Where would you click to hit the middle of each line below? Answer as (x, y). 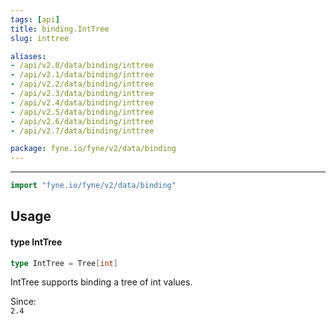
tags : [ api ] (35, 19)
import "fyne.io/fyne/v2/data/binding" (93, 186)
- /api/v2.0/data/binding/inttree (82, 66)
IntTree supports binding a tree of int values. (101, 282)
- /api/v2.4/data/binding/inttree (82, 102)
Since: (23, 302)
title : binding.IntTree (60, 29)
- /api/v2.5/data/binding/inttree (82, 112)
